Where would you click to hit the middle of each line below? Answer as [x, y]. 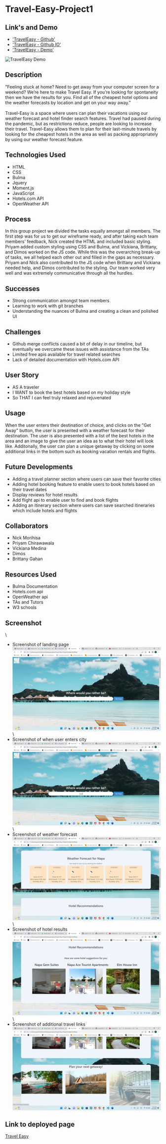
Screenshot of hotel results [40, 929]
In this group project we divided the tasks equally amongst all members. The [83, 231]
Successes [22, 289]
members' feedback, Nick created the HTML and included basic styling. [78, 241]
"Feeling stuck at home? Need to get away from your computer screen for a [82, 87]
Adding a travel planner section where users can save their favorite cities [86, 479]
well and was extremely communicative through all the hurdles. [69, 273]
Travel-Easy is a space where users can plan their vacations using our [77, 113]
